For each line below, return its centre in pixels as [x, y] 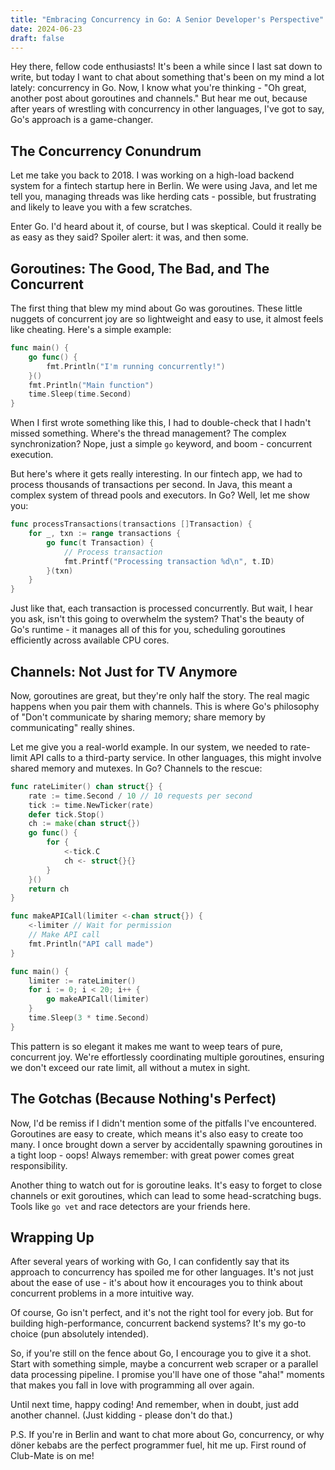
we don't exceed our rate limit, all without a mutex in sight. [130, 1067]
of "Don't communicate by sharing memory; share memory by [138, 717]
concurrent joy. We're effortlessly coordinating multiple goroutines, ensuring [167, 1057]
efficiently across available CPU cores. [90, 640]
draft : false [37, 38]
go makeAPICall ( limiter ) [98, 999]
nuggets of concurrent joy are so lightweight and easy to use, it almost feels [167, 319]
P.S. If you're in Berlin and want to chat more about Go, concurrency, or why [167, 1435]
